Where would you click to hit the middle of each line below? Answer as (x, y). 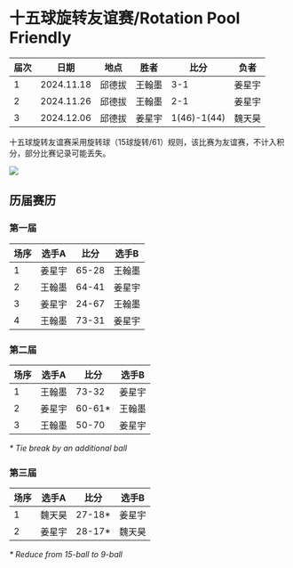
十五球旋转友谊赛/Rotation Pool (125, 18)
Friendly (40, 38)
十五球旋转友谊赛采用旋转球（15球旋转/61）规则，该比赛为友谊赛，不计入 (143, 142)
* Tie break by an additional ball (68, 448)
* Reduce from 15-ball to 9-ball (66, 555)
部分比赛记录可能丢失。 (67, 153)
